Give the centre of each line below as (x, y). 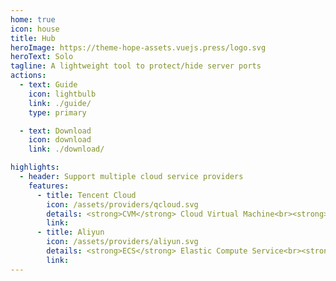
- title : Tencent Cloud (86, 195)
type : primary (57, 112)
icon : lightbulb (62, 94)
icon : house (35, 29)
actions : (28, 76)
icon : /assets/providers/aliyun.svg (122, 242)
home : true (33, 19)
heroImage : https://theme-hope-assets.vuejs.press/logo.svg (138, 47)
